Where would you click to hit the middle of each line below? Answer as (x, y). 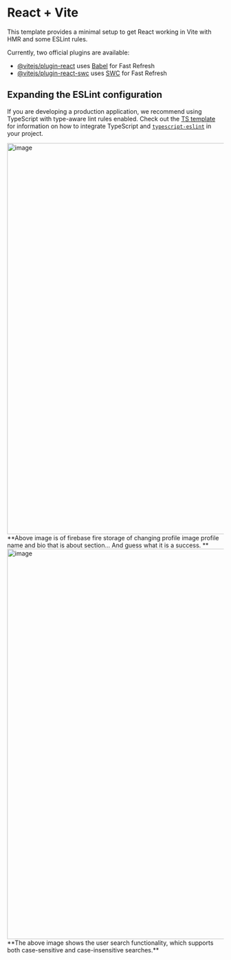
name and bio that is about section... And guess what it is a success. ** (108, 545)
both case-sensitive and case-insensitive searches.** (83, 950)
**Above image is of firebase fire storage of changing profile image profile (113, 538)
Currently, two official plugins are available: (68, 52)
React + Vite (43, 13)
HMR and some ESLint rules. (47, 39)
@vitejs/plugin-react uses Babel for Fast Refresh (86, 65)
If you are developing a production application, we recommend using (104, 111)
